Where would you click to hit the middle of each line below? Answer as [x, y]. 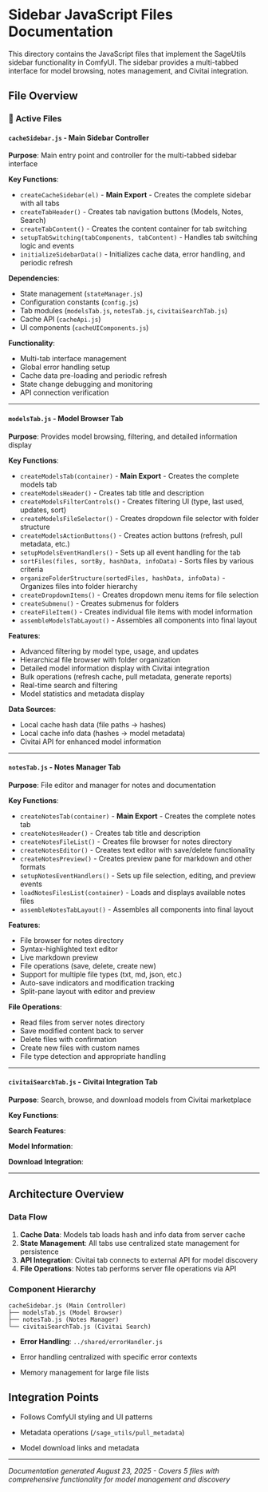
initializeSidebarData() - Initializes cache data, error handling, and [132, 254]
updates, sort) [43, 510]
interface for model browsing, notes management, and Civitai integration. [128, 70]
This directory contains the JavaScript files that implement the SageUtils [127, 54]
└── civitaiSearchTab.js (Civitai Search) [80, 1327]
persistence [39, 1251]
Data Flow [28, 1217]
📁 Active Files [35, 119]
